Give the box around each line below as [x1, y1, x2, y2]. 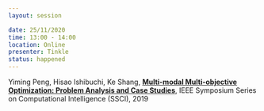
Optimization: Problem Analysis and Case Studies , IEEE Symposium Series [8, 86, 257, 95]
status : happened [8, 55, 66, 63]
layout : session [8, 11, 62, 20]
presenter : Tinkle [8, 48, 69, 56]
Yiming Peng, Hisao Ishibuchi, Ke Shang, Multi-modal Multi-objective [8, 77, 238, 86]
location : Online [8, 40, 66, 48]
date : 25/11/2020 [8, 25, 66, 34]
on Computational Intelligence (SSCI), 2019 [8, 94, 149, 103]
